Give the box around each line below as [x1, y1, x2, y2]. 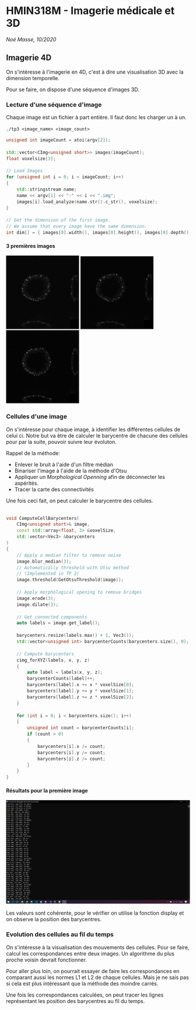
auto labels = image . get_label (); [16, 620, 100, 626]
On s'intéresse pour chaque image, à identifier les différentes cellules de [6, 426, 181, 433]
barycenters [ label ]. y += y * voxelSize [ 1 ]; [27, 688, 134, 694]
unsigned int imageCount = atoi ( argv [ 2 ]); [6, 137, 111, 143]
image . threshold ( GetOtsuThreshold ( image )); [16, 577, 124, 583]
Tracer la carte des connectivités [14, 485, 94, 492]
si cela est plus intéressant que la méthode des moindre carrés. [6, 980, 159, 987]
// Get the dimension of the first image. [6, 218, 111, 223]
